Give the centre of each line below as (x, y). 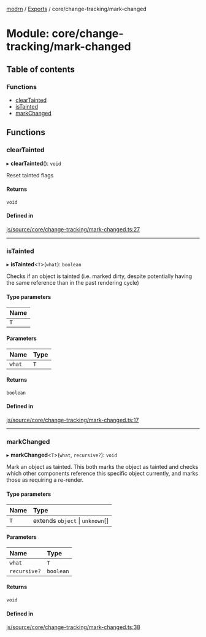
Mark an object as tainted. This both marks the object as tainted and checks (102, 467)
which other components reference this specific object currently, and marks (102, 473)
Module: (28, 34)
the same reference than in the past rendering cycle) (73, 283)
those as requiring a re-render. (45, 480)
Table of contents (40, 69)
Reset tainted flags (30, 175)
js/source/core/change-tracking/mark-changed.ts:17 (73, 420)
